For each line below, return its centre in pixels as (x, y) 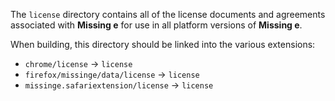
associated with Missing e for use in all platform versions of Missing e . (156, 25)
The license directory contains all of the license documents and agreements (168, 14)
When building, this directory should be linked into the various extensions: (163, 44)
